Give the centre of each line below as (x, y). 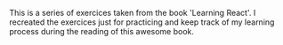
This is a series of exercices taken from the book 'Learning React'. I (133, 13)
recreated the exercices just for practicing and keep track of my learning (142, 22)
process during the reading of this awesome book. (101, 31)
